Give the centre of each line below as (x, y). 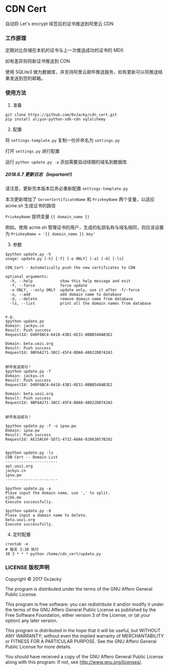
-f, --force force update (49, 285)
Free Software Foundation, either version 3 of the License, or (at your (78, 615)
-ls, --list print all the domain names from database (81, 303)
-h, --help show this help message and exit (70, 281)
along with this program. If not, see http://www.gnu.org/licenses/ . (74, 662)
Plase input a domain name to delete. (46, 515)
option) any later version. (31, 620)
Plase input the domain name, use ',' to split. (58, 493)
